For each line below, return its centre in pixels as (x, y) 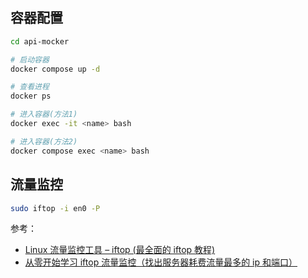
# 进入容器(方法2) (44, 141)
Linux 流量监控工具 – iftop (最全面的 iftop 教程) (120, 250)
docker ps (31, 96)
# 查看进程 (30, 87)
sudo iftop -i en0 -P (55, 208)
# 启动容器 (30, 59)
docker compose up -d (55, 69)
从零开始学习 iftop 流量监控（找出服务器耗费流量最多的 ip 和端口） (161, 262)
